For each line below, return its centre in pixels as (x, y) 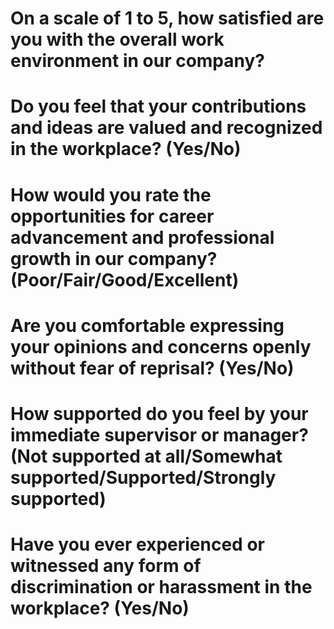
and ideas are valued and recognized (166, 128)
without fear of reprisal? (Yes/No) (152, 368)
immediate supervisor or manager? (159, 434)
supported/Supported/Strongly (143, 477)
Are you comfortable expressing (147, 325)
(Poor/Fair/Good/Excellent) (125, 279)
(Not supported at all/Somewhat (146, 456)
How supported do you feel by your (159, 413)
